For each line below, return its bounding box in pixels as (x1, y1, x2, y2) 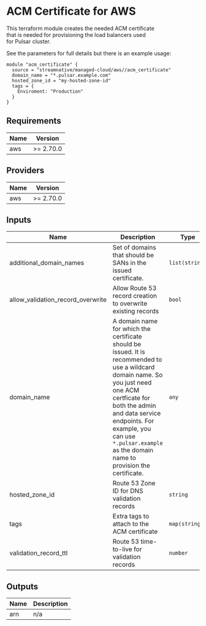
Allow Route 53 (112, 284, 157, 292)
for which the (112, 324, 151, 333)
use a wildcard (112, 363, 155, 372)
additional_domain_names (9, 259, 85, 267)
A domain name (112, 317, 158, 326)
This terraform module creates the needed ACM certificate (6, 25, 154, 32)
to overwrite (112, 299, 148, 308)
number (169, 550, 188, 557)
